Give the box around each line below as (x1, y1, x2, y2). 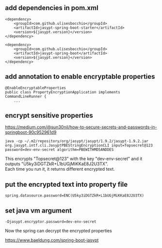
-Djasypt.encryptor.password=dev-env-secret (5, 219, 97, 224)
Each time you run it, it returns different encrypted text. (5, 166, 115, 172)
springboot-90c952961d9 (5, 129, 57, 135)
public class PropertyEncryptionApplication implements (5, 89, 120, 94)
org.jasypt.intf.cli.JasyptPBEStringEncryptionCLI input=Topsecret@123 (5, 143, 153, 148)
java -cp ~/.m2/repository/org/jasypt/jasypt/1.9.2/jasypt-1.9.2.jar (5, 139, 149, 144)
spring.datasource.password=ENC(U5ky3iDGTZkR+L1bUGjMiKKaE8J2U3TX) (5, 193, 145, 198)
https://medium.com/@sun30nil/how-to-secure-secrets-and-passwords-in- (5, 124, 157, 130)
